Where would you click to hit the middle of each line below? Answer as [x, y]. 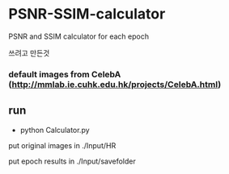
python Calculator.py [55, 130]
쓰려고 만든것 [29, 52]
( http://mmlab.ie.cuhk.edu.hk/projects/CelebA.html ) [115, 84]
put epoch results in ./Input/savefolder [72, 161]
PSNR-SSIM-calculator [87, 14]
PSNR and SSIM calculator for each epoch [79, 36]
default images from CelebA [65, 74]
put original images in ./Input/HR [62, 145]
